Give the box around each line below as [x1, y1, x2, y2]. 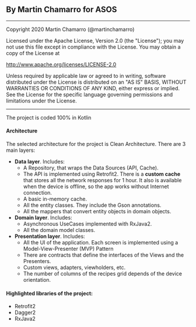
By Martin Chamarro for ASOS [6, 5, 117, 15]
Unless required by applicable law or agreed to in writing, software [6, 72, 166, 79]
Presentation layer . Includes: [14, 233, 86, 240]
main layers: [6, 147, 36, 154]
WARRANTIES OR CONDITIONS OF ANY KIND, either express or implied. [6, 84, 180, 91]
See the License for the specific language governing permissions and [6, 91, 173, 98]
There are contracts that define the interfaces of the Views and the [23, 251, 184, 258]
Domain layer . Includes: [14, 214, 72, 222]
